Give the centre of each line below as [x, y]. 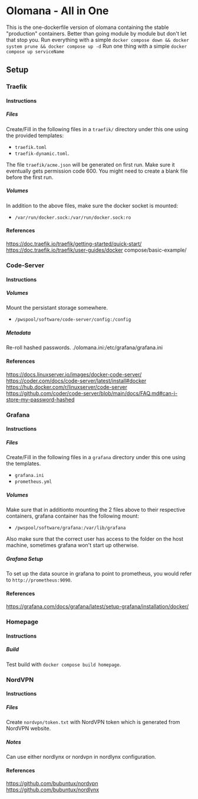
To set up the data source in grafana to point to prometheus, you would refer [99, 574]
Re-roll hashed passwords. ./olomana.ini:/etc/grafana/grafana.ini [85, 347]
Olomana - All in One [57, 11]
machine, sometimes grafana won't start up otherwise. [72, 545]
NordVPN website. [29, 729]
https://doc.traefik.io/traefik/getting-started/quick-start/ [74, 243]
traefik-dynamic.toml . [42, 153]
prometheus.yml [33, 482]
